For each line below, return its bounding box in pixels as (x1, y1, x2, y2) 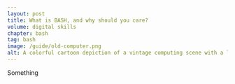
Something (7, 68, 38, 77)
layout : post (7, 10, 45, 17)
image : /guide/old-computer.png (7, 43, 101, 50)
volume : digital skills (7, 23, 77, 30)
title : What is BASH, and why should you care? (7, 17, 149, 24)
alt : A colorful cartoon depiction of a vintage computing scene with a (7, 50, 224, 57)
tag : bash (7, 36, 36, 43)
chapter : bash (7, 29, 49, 37)
